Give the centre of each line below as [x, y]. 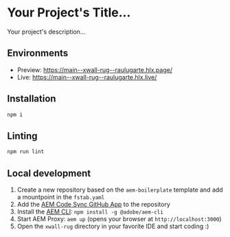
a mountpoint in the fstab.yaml [61, 196]
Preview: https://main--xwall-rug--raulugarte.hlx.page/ [95, 69]
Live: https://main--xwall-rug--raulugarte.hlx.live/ [87, 77]
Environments [38, 53]
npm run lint [26, 152]
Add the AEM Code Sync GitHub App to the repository [93, 204]
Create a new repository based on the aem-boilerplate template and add [120, 190]
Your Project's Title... [69, 13]
